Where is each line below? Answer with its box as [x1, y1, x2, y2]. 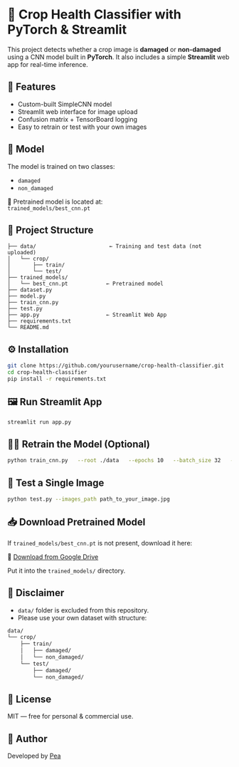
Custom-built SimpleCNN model [17, 100, 112, 108]
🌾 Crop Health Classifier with [7, 6, 181, 23]
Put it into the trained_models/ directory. [7, 566, 126, 575]
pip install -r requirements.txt [7, 375, 107, 382]
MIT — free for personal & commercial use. [7, 712, 134, 721]
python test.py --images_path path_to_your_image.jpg [7, 496, 171, 503]
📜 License [7, 693, 52, 705]
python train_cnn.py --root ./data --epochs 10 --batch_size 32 [7, 457, 221, 464]
